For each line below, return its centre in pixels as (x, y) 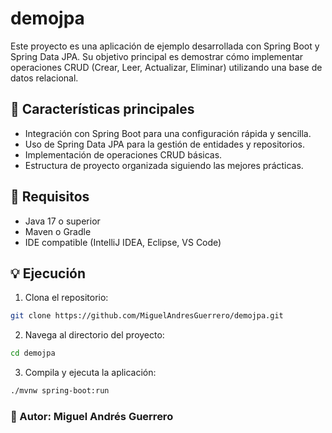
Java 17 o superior (62, 221)
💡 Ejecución (48, 273)
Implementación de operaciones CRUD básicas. (123, 154)
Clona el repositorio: (66, 298)
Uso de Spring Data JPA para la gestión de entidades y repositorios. (164, 144)
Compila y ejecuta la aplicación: (90, 373)
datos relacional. (44, 78)
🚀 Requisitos (50, 197)
